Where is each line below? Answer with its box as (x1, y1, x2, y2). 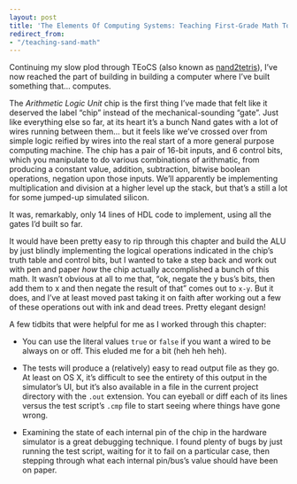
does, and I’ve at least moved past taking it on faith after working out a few (9, 293, 281, 303)
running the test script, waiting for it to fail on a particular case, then (21, 446, 270, 457)
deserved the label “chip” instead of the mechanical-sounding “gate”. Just (9, 107, 279, 118)
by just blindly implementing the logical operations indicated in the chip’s (9, 246, 274, 256)
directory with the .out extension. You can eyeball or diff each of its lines (21, 391, 288, 402)
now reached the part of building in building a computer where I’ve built (9, 72, 270, 82)
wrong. (21, 410, 49, 421)
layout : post (9, 12, 57, 22)
